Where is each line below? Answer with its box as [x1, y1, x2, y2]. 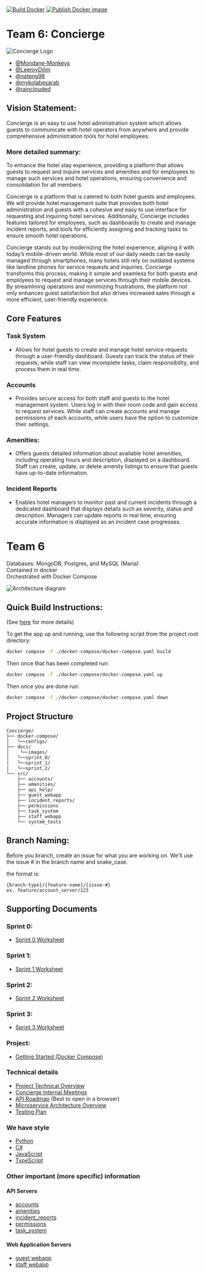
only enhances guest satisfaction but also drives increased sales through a [6, 290, 195, 297]
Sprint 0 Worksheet [15, 936, 64, 943]
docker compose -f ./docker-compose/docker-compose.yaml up [6, 672, 163, 678]
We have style [6, 1123, 50, 1132]
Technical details [6, 1068, 59, 1077]
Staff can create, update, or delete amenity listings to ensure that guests [15, 463, 198, 470]
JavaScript [15, 1150, 43, 1158]
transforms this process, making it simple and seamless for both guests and [6, 270, 198, 277]
